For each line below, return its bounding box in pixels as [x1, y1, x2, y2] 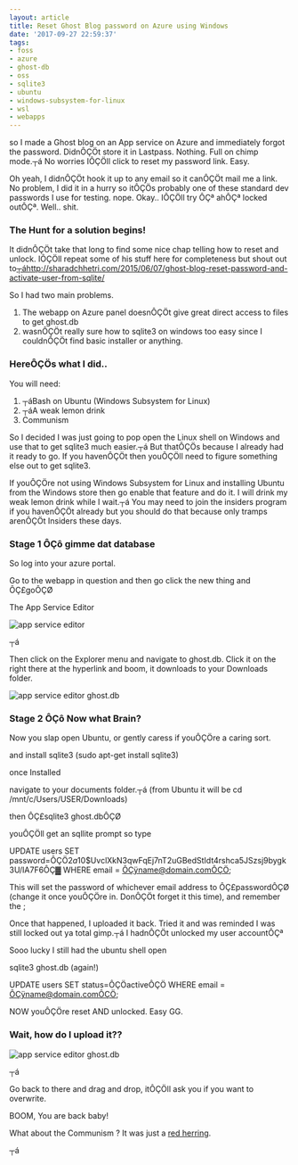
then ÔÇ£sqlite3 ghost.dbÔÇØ [9, 811, 122, 822]
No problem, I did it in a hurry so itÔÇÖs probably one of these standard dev [9, 183, 289, 194]
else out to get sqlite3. [9, 460, 91, 471]
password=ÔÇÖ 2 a [9, 855, 78, 866]
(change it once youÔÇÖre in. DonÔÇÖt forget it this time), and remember [9, 891, 281, 902]
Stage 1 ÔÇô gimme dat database [9, 537, 156, 549]
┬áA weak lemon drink [21, 405, 105, 416]
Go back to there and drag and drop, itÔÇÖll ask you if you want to [9, 1083, 254, 1094]
